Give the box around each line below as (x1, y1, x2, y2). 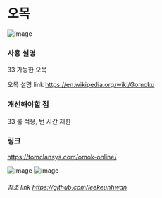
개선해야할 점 (7, 100, 49, 110)
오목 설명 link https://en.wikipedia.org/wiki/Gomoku (7, 81, 155, 89)
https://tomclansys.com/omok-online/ (7, 152, 117, 161)
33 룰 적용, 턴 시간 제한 (7, 117, 72, 126)
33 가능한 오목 (7, 65, 47, 74)
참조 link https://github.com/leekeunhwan (7, 183, 127, 192)
